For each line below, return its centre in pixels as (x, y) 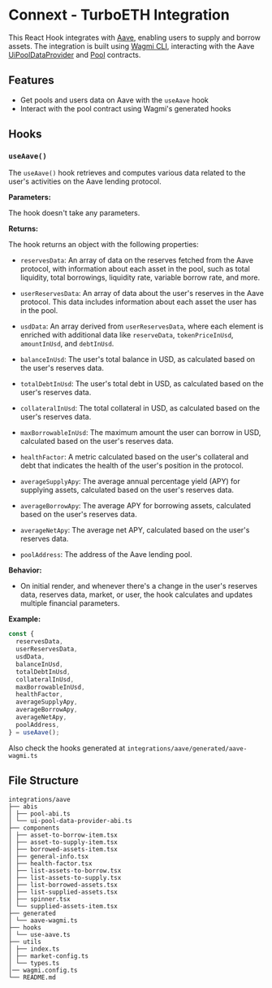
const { (22, 634)
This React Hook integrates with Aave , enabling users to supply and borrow (135, 37)
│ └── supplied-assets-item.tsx (63, 906)
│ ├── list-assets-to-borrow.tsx (65, 870)
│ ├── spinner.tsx (39, 899)
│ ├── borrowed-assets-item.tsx (63, 849)
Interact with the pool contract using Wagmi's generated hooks (125, 108)
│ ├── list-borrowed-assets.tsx (63, 885)
